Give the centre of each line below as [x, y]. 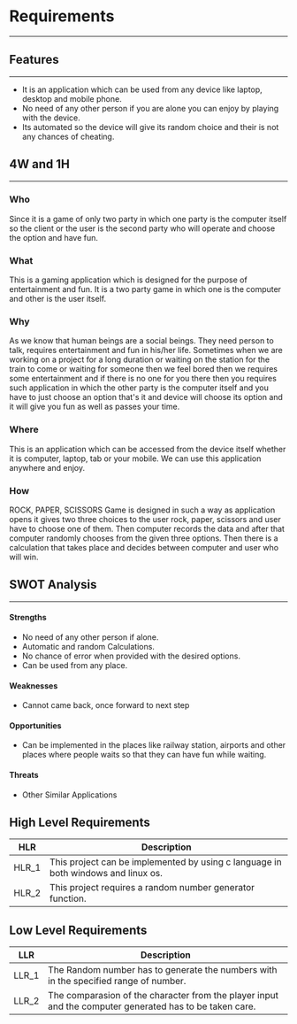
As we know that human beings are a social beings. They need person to [141, 341]
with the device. [51, 118]
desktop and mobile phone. [72, 98]
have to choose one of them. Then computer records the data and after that [147, 529]
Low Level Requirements [78, 930]
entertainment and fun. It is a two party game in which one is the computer [145, 289]
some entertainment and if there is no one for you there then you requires [143, 379]
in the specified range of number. [117, 982]
